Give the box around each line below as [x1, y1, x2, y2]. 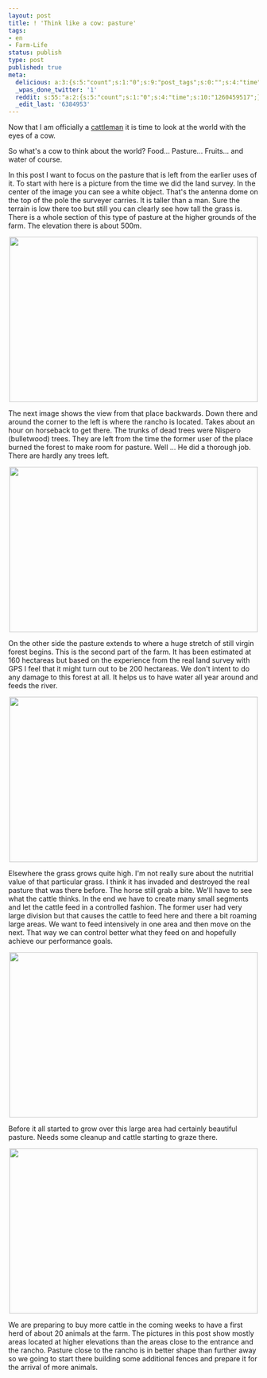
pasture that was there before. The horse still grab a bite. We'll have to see [8, 886, 253, 895]
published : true [8, 64, 62, 72]
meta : [8, 71, 26, 79]
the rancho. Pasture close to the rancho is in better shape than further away [8, 1345, 257, 1355]
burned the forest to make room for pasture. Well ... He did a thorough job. [8, 443, 252, 452]
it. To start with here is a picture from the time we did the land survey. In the [8, 178, 256, 188]
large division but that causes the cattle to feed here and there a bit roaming [8, 911, 257, 921]
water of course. [8, 155, 63, 164]
